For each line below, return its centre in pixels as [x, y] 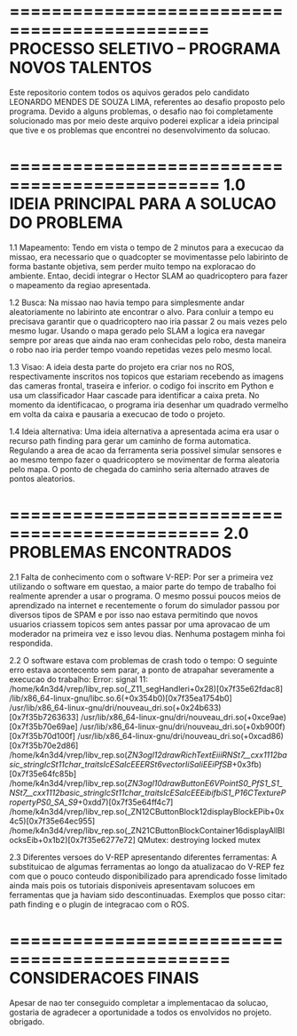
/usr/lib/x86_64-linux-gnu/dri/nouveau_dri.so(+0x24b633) [115, 707]
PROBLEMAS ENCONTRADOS [121, 553]
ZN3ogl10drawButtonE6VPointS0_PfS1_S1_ [205, 783]
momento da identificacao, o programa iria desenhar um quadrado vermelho [149, 405]
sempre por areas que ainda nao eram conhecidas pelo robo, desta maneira [148, 340]
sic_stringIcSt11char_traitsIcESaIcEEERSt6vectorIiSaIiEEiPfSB [121, 764]
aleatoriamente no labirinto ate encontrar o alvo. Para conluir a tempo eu [141, 311]
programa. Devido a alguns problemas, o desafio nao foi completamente [141, 111]
